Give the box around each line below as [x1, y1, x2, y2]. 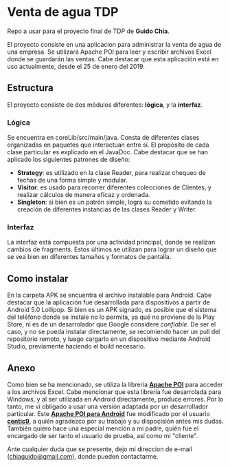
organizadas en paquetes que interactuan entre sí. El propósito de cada [7, 141, 209, 149]
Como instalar [7, 273, 69, 284]
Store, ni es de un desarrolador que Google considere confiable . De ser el [7, 320, 216, 329]
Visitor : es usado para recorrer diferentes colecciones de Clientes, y [16, 183, 211, 191]
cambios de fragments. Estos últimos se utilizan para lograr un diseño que [7, 245, 218, 253]
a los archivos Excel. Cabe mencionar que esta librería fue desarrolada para [7, 387, 222, 396]
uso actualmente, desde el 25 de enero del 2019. [7, 62, 146, 70]
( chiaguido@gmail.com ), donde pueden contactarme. [7, 452, 159, 460]
